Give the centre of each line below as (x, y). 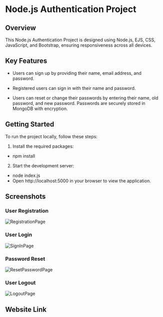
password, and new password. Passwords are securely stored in (79, 103)
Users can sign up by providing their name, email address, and (77, 73)
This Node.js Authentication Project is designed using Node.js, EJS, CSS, (80, 40)
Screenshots (25, 197)
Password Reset (25, 259)
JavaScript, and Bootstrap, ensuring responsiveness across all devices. (79, 45)
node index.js (26, 175)
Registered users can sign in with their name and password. (74, 88)
